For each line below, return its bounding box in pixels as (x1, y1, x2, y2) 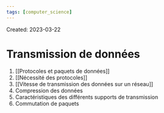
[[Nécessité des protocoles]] (15, 74, 88, 81)
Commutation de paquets (15, 100, 79, 107)
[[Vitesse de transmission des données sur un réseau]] (15, 80, 154, 87)
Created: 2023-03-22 (6, 26, 61, 33)
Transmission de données (6, 47, 140, 61)
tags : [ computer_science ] (6, 9, 72, 15)
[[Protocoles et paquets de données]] (15, 67, 110, 75)
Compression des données (15, 87, 84, 94)
